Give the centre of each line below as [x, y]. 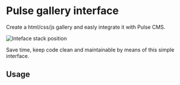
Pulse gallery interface [62, 11]
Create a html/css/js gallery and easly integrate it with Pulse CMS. [86, 27]
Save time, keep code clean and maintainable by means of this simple [90, 50]
